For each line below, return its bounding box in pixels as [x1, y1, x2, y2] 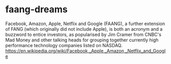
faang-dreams [5, 4, 68, 15]
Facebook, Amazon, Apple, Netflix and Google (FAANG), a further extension [5, 20, 165, 27]
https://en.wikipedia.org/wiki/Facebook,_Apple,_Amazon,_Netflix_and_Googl [5, 48, 166, 54]
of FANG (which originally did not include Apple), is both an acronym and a [5, 26, 163, 32]
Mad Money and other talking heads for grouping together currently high [5, 37, 159, 43]
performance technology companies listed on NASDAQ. [5, 42, 123, 48]
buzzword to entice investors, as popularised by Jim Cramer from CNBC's [5, 31, 162, 37]
